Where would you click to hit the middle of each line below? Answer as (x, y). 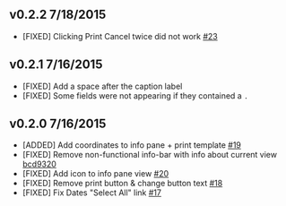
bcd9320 (39, 164)
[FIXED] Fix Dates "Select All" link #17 (91, 193)
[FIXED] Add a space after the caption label (102, 86)
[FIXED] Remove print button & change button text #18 (122, 184)
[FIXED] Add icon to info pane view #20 (95, 174)
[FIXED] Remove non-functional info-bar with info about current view (150, 155)
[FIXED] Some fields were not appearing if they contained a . (135, 95)
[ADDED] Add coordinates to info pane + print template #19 (132, 145)
